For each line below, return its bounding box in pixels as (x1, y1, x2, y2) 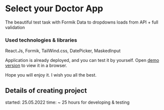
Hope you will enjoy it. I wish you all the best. (5, 72, 97, 78)
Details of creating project (5, 86, 87, 95)
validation (5, 24, 25, 30)
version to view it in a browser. (5, 62, 68, 69)
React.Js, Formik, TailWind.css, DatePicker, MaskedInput (5, 48, 121, 54)
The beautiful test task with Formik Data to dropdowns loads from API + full (5, 19, 159, 25)
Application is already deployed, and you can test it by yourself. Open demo (5, 57, 160, 63)
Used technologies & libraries (5, 36, 78, 43)
